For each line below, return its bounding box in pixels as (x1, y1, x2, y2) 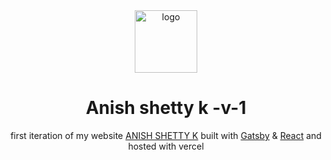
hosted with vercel (127, 140, 205, 152)
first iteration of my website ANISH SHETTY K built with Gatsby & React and (10, 129, 322, 141)
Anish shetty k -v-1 (85, 97, 247, 119)
